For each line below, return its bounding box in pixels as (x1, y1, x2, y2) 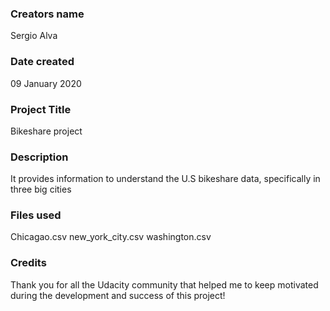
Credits (10, 256, 47, 270)
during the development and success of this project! (10, 289, 226, 301)
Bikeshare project (10, 125, 83, 137)
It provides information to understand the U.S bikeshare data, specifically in (10, 173, 321, 185)
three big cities (10, 183, 72, 196)
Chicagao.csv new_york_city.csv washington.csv (10, 231, 212, 243)
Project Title (10, 102, 72, 116)
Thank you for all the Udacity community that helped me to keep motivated (10, 278, 319, 291)
